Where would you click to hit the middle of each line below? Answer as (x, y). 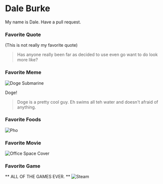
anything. (26, 107)
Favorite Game (23, 166)
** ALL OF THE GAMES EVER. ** (38, 177)
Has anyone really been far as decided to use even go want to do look (87, 55)
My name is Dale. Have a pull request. (43, 22)
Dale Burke (28, 9)
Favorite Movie (23, 143)
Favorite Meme (23, 73)
